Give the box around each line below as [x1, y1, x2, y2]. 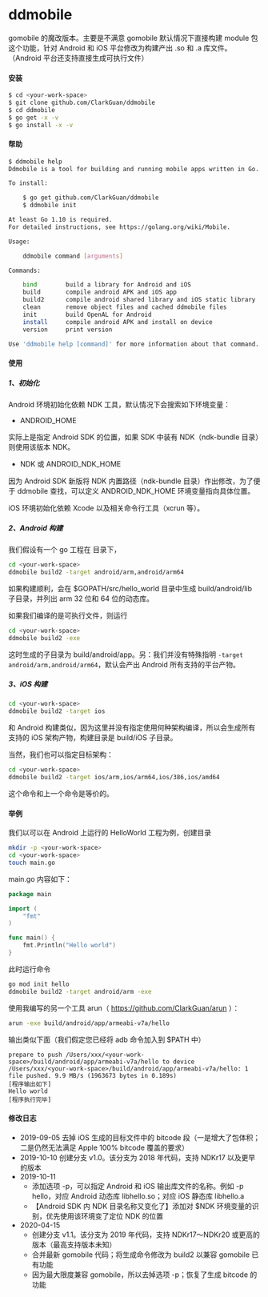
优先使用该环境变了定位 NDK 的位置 [46, 1211, 164, 1221]
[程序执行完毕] [8, 1095, 52, 1103]
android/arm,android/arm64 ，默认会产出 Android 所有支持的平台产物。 [8, 659, 240, 669]
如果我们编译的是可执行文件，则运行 [8, 610, 128, 620]
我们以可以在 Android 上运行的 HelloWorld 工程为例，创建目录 [8, 828, 212, 838]
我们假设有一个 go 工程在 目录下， [8, 545, 122, 554]
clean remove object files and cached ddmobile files [22, 303, 227, 311]
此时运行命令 [8, 964, 50, 974]
